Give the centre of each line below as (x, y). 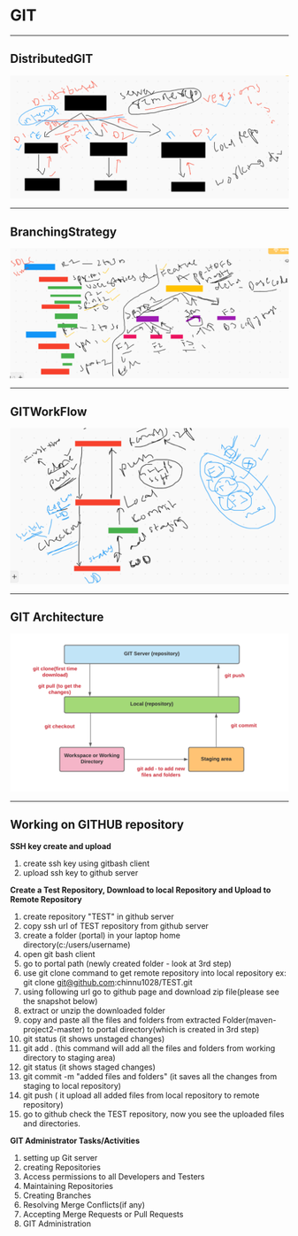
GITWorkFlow (49, 411)
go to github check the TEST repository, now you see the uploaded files (153, 1114)
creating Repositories (61, 1167)
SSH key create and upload (61, 846)
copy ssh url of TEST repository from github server (115, 925)
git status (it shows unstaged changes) (94, 1039)
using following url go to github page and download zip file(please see (151, 992)
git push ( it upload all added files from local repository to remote (141, 1095)
